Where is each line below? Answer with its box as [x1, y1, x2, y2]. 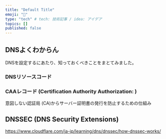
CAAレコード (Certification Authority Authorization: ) [5, 88, 137, 95]
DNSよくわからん [5, 45, 59, 54]
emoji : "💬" [5, 12, 28, 17]
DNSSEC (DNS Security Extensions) [5, 115, 119, 124]
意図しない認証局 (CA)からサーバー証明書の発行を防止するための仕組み [5, 100, 151, 106]
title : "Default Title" [5, 7, 55, 12]
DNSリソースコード [5, 73, 52, 80]
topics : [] [5, 21, 28, 26]
